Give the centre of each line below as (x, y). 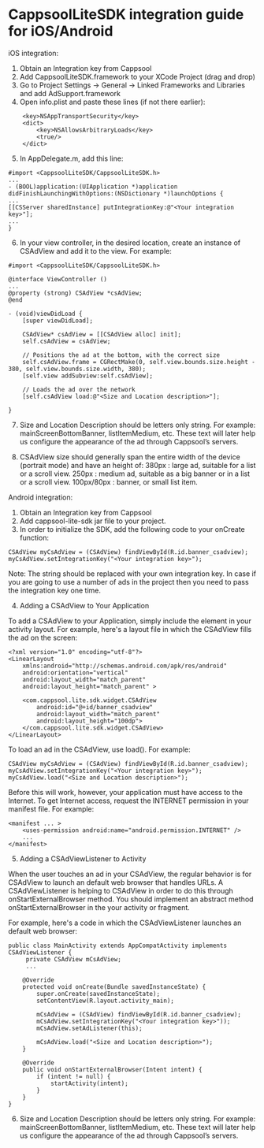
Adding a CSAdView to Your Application (84, 605)
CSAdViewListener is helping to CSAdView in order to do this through (121, 890)
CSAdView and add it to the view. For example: (95, 251)
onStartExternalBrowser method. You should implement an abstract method (131, 899)
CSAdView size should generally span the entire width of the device (130, 457)
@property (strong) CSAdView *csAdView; (76, 293)
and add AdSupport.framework (70, 93)
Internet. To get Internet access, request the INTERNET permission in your (129, 801)
